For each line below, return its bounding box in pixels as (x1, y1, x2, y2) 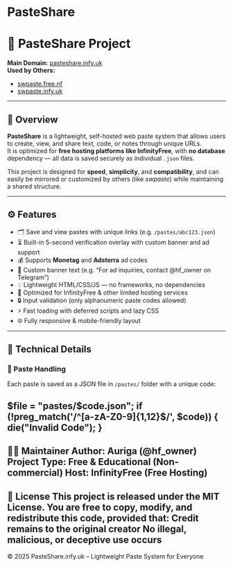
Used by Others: (7, 67, 55, 75)
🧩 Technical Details (7, 344, 92, 356)
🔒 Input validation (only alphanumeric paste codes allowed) (17, 296, 187, 304)
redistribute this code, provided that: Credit (7, 512, 199, 524)
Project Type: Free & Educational (7, 456, 151, 468)
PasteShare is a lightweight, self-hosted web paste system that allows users (7, 132, 226, 140)
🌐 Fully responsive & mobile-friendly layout (17, 316, 141, 324)
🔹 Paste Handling (7, 365, 66, 374)
